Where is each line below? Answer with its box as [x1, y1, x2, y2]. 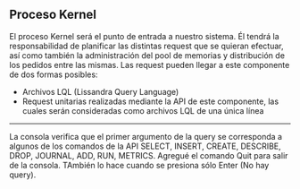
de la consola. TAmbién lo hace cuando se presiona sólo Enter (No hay [9, 159, 270, 170]
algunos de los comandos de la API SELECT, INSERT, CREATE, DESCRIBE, [9, 141, 281, 151]
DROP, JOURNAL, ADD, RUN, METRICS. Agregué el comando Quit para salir [9, 150, 288, 160]
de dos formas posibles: [9, 69, 98, 80]
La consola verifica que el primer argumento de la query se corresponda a [9, 131, 283, 142]
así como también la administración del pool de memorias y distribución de [9, 49, 286, 61]
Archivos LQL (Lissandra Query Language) [21, 86, 179, 97]
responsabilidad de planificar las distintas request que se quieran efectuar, [9, 40, 284, 51]
